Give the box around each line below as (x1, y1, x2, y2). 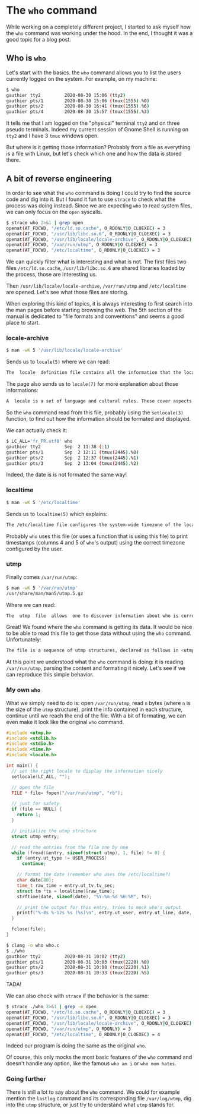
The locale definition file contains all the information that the (6, 370, 182, 376)
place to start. (6, 319, 40, 326)
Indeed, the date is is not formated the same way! (6, 471, 127, 479)
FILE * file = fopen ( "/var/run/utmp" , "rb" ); (11, 790, 123, 796)
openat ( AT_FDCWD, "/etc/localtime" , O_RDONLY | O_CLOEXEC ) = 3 (6, 247, 161, 253)
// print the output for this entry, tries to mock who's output (17, 904, 182, 910)
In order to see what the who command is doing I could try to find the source (6, 189, 191, 196)
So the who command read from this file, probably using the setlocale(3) (6, 409, 184, 416)
